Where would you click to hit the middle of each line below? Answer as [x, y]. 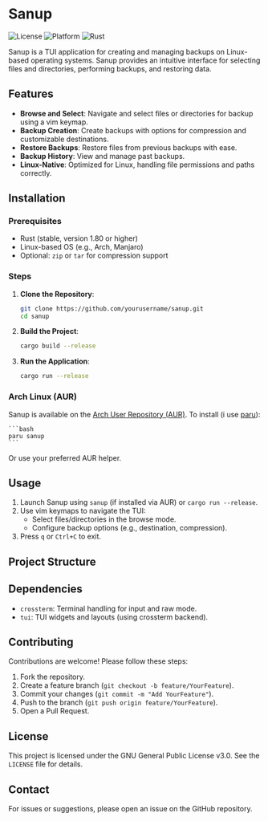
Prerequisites [35, 222]
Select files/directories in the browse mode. [104, 519]
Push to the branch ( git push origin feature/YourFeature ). [119, 702]
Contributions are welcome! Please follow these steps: [98, 661]
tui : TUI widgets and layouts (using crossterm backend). [114, 617]
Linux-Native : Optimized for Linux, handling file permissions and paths [137, 165]
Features [31, 94]
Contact [29, 789]
